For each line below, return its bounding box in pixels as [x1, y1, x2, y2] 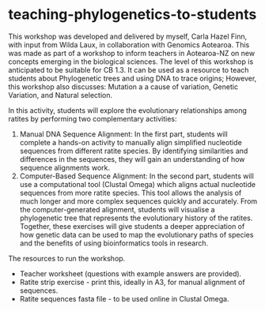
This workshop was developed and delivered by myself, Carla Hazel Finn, [8, 32, 248, 41]
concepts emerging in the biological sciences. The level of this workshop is [8, 57, 254, 66]
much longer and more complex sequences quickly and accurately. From [19, 196, 258, 206]
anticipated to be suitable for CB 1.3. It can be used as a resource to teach [8, 65, 249, 74]
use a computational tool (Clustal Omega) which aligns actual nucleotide [19, 179, 256, 189]
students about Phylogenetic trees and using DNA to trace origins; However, [8, 73, 257, 83]
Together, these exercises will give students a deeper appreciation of [19, 221, 245, 230]
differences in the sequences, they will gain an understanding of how [19, 154, 245, 163]
